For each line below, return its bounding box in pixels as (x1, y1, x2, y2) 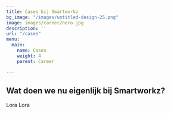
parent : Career (17, 58, 55, 64)
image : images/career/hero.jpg (6, 20, 84, 26)
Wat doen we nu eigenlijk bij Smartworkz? (6, 86, 166, 96)
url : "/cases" (6, 31, 42, 37)
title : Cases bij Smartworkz (6, 8, 79, 15)
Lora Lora (6, 102, 30, 109)
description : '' (6, 25, 46, 32)
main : (11, 42, 26, 48)
